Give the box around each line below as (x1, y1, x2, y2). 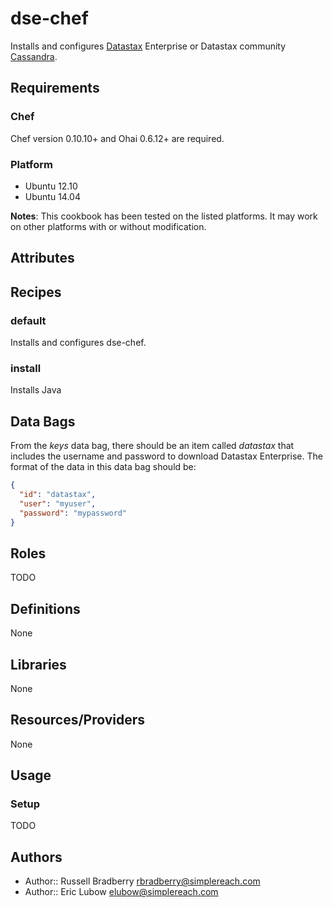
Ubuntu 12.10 (24, 180, 78, 192)
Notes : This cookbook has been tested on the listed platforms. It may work (10, 210, 318, 222)
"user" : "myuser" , (19, 498, 97, 509)
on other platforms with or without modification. (10, 220, 207, 232)
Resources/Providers (10, 712, 146, 729)
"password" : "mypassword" (19, 508, 128, 518)
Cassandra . (10, 50, 58, 62)
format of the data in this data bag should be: (10, 461, 197, 473)
